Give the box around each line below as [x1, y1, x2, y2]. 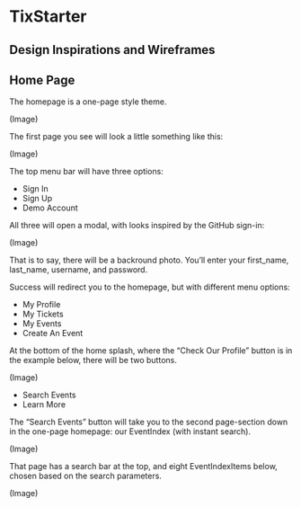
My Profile [22, 299, 61, 310]
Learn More [22, 399, 66, 410]
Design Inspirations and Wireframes [9, 42, 216, 58]
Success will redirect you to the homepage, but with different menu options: [9, 281, 290, 293]
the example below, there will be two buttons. [9, 355, 177, 366]
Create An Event [22, 328, 84, 339]
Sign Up [22, 193, 52, 204]
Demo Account [22, 202, 78, 213]
